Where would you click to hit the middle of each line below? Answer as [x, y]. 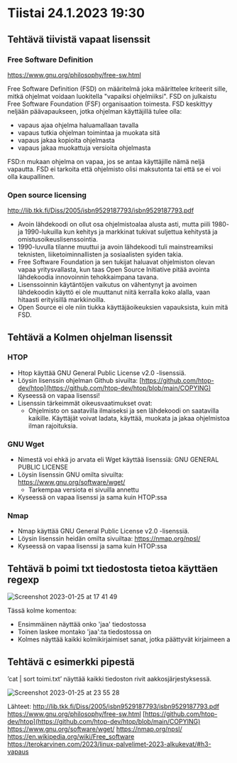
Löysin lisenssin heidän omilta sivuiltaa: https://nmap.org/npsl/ [109, 539]
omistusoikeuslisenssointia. [57, 239]
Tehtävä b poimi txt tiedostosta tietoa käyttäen [113, 569]
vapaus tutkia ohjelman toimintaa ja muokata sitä [89, 132]
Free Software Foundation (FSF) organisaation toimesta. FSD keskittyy [110, 104]
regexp [23, 579]
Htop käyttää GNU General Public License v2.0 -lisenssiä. [102, 373]
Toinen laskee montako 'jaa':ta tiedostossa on [84, 632]
